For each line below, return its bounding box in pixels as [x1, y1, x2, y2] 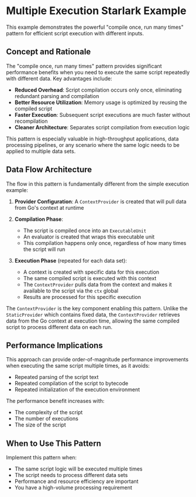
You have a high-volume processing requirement [14, 484, 133, 491]
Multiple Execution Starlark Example [6, 4, 187, 18]
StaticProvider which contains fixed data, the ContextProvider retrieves [6, 311, 180, 318]
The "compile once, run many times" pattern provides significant [6, 62, 162, 69]
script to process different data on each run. [6, 323, 113, 330]
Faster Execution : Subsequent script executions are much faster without [14, 111, 190, 118]
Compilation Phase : [14, 216, 63, 223]
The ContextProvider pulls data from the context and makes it [23, 281, 172, 288]
